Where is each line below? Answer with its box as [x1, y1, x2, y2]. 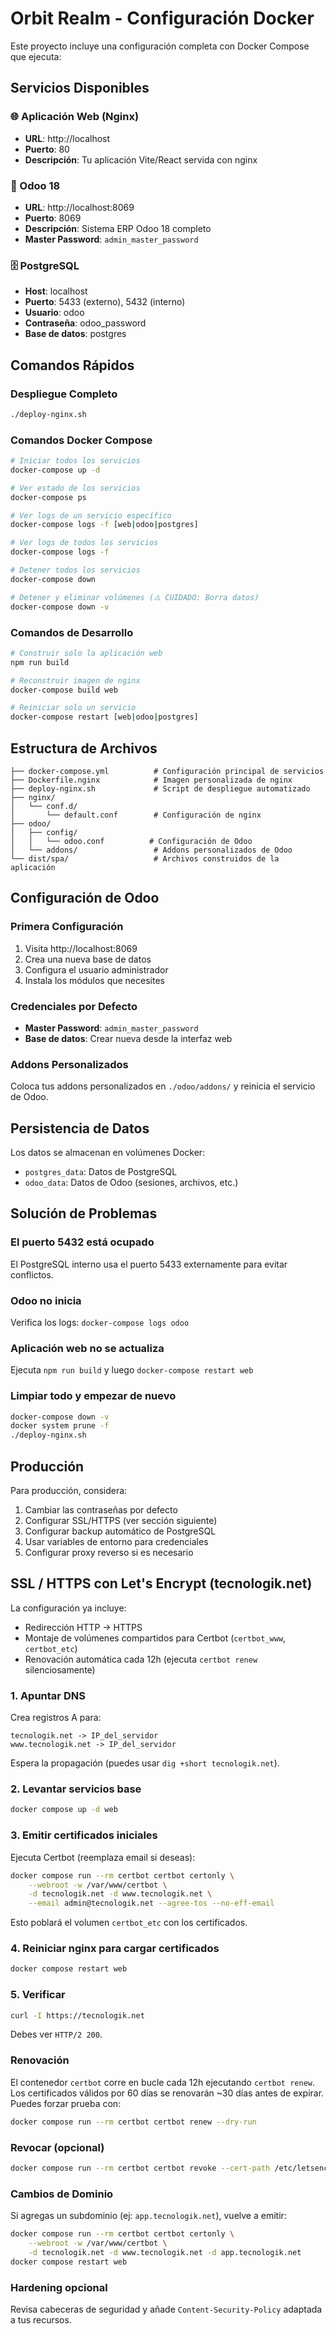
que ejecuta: [10, 50, 62, 62]
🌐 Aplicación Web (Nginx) [10, 110, 140, 124]
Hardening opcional [10, 2280, 108, 2294]
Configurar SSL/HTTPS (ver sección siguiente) [24, 1515, 218, 1527]
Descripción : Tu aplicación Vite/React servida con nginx [24, 153, 258, 166]
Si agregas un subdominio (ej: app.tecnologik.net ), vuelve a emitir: [10, 2210, 287, 2222]
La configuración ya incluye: [10, 1602, 127, 1614]
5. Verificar [10, 1988, 66, 2002]
